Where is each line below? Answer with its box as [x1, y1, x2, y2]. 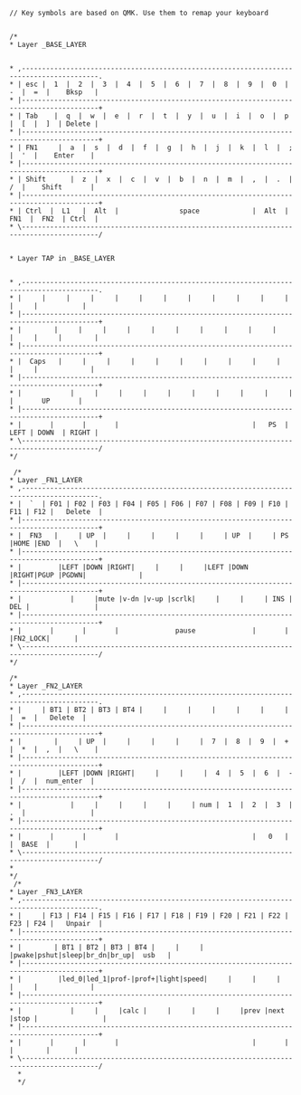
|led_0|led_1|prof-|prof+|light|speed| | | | [57, 975, 281, 984]
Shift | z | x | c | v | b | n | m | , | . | [25, 175, 294, 184]
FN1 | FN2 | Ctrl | [9, 214, 99, 224]
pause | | [174, 626, 289, 635]
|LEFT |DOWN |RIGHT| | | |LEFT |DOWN [57, 563, 249, 572]
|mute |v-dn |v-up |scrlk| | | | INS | [94, 595, 294, 604]
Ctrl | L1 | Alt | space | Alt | [25, 206, 289, 215]
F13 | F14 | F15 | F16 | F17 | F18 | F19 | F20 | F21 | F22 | [49, 911, 289, 920]
